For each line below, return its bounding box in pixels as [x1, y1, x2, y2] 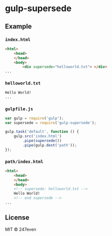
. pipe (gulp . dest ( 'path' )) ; [22, 142, 77, 148]
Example [5, 22, 32, 31]
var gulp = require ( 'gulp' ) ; [5, 116, 64, 121]
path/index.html [5, 158, 44, 164]
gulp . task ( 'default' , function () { [5, 129, 79, 134]
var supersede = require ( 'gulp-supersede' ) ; [5, 121, 96, 126]
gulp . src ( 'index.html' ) [14, 134, 62, 139]
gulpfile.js [5, 106, 33, 112]
